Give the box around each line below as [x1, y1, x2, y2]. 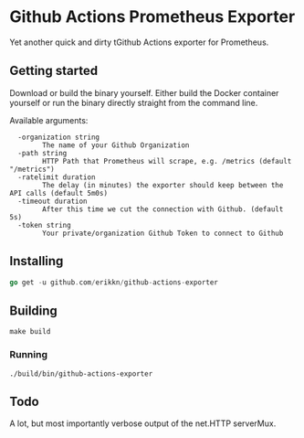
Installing [9, 253, 64, 269]
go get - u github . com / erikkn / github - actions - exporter [9, 277, 219, 287]
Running [9, 348, 48, 361]
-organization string [17, 133, 100, 142]
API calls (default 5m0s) [9, 188, 108, 198]
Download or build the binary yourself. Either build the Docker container [9, 87, 279, 98]
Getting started [9, 63, 99, 79]
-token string [17, 220, 71, 230]
